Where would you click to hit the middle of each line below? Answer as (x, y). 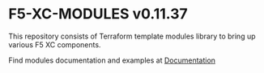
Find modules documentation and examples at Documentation (112, 60)
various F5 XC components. (55, 44)
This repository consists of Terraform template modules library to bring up (132, 36)
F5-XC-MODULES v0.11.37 (98, 14)
